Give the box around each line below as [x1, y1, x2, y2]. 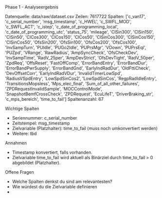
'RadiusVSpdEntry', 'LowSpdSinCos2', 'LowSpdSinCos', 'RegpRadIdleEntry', [5, 75, 157, 81]
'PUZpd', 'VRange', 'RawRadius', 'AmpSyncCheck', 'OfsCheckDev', [5, 50, 139, 55]
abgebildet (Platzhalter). [12, 160, 61, 165]
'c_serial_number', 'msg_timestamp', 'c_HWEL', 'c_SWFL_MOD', [5, 19, 132, 24]
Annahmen [5, 140, 27, 145]
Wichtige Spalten [5, 106, 40, 111]
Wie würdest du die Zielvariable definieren [12, 184, 97, 189]
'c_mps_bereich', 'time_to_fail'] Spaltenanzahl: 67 [5, 96, 104, 102]
